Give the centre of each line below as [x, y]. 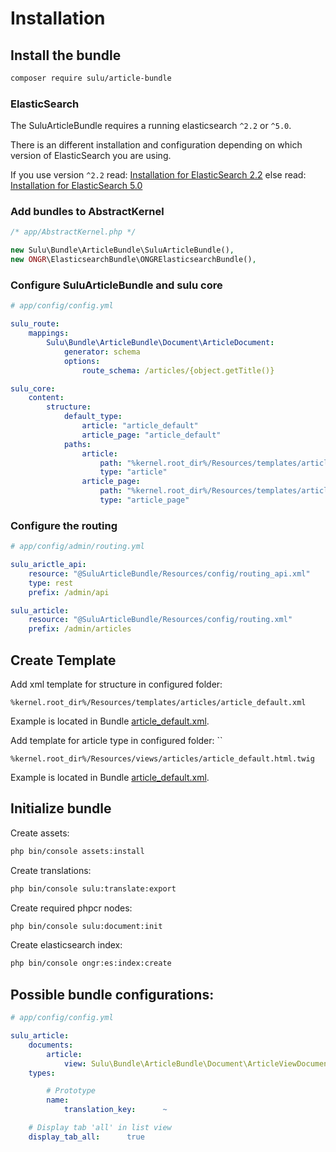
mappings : [49, 333]
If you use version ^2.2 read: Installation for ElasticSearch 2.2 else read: [158, 175]
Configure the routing [64, 525]
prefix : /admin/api [69, 592]
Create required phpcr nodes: [71, 908]
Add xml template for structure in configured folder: [116, 684]
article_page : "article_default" [151, 435]
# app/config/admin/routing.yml [77, 547]
